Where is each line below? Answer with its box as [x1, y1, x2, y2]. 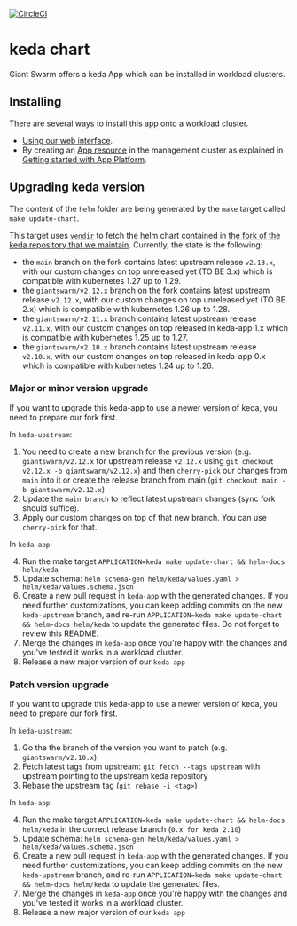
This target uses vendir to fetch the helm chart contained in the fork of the [9, 230, 281, 240]
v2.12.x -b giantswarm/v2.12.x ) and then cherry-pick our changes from [21, 465, 288, 475]
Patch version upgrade [9, 679, 109, 691]
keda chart [9, 40, 90, 59]
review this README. [21, 628, 99, 639]
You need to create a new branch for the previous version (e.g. [21, 446, 252, 457]
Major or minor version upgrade [9, 382, 149, 395]
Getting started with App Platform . [21, 153, 148, 164]
